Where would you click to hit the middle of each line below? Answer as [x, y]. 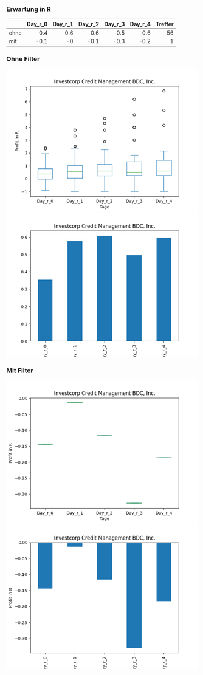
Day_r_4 [140, 24]
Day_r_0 [37, 24]
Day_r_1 [63, 24]
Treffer [165, 24]
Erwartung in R [29, 9]
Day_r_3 [115, 24]
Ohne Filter [23, 58]
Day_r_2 [88, 24]
